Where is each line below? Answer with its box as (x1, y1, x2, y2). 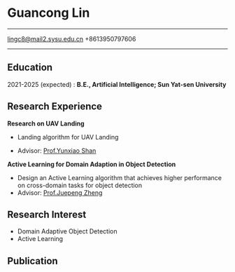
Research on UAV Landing (7, 119, 85, 128)
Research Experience (7, 100, 103, 113)
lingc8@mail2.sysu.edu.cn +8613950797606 (7, 34, 136, 43)
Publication (7, 254, 58, 267)
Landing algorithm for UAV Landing (17, 132, 119, 141)
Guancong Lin (7, 5, 90, 21)
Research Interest (7, 208, 87, 220)
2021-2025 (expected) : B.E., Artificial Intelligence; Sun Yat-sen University (7, 80, 227, 88)
